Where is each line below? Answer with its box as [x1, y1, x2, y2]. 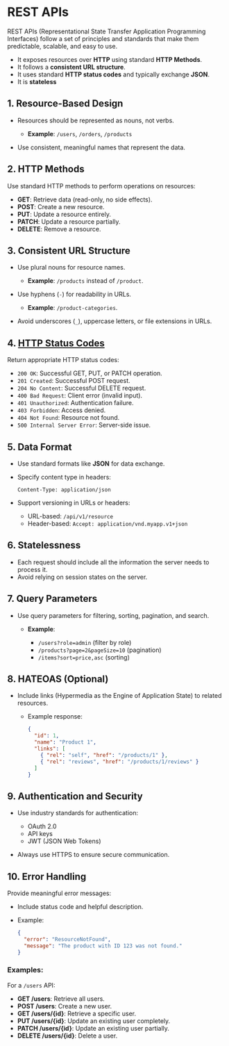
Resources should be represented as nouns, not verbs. [17, 116, 175, 124]
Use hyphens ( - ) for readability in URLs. [17, 290, 132, 299]
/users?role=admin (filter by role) [37, 638, 132, 646]
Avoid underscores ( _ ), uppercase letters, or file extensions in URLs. [17, 317, 212, 325]
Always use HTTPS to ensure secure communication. [17, 851, 170, 859]
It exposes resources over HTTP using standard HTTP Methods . [17, 55, 203, 63]
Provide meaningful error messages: [7, 889, 112, 897]
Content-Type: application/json [17, 487, 111, 493]
